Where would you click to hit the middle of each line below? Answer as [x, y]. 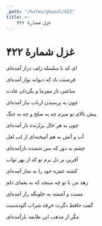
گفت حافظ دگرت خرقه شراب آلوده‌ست [50, 205]
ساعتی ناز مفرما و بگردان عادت [41, 91]
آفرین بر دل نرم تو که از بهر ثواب [42, 159]
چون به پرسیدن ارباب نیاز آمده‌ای [42, 102]
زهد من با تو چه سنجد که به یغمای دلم [47, 182]
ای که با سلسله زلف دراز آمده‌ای [42, 68]
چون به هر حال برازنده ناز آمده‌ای [42, 125]
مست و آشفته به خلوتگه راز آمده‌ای [45, 194]
